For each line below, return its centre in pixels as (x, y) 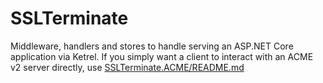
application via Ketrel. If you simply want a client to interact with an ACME (162, 56)
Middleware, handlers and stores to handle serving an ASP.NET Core (152, 46)
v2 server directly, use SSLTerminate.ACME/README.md (127, 67)
